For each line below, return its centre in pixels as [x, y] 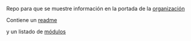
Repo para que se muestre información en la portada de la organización [96, 9]
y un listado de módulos [36, 31]
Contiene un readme [32, 20]
